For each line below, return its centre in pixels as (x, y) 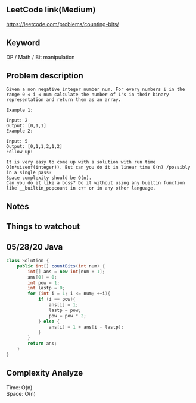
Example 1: (20, 110)
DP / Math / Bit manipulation (41, 57)
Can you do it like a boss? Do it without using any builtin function (96, 183)
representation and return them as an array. (63, 100)
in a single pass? (29, 173)
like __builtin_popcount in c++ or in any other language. (81, 188)
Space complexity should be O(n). (49, 178)
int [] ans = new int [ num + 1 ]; (66, 272)
